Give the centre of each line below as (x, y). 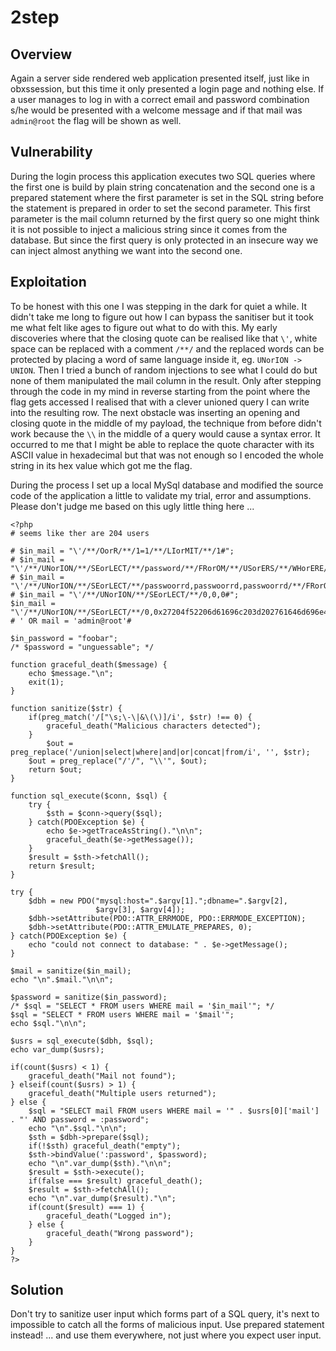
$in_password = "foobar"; (64, 638)
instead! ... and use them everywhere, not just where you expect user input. (166, 1335)
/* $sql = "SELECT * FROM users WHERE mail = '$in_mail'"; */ (142, 1006)
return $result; (62, 866)
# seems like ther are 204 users (80, 533)
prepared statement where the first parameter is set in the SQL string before (167, 197)
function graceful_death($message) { (89, 664)
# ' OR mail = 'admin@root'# (71, 621)
